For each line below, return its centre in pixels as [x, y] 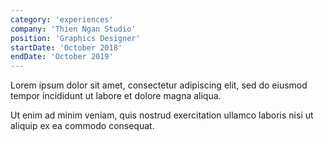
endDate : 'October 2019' [62, 57]
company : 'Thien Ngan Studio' [73, 29]
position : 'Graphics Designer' [75, 38]
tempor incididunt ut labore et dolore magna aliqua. [116, 96]
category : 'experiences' [62, 19]
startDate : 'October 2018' [66, 47]
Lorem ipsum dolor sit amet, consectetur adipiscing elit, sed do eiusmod [159, 85]
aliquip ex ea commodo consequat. [82, 126]
